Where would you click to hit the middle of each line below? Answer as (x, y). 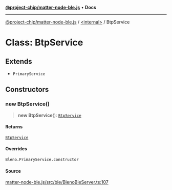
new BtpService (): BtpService (50, 115)
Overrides (16, 149)
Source (13, 171)
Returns (14, 127)
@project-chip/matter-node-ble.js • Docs (51, 7)
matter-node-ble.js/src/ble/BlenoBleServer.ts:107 (57, 182)
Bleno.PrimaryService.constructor (42, 160)
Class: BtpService (44, 43)
